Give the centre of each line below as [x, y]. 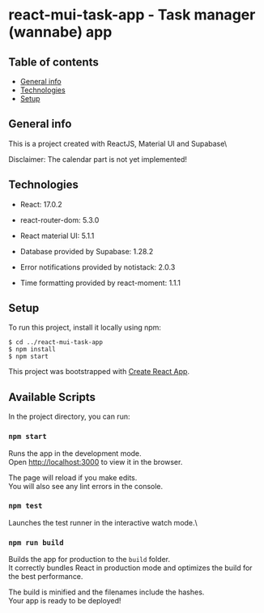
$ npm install [32, 350]
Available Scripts [52, 397]
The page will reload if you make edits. [73, 477]
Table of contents [53, 62]
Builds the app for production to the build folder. [89, 560]
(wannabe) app [60, 32]
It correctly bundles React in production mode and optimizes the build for [130, 568]
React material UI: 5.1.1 [57, 236]
